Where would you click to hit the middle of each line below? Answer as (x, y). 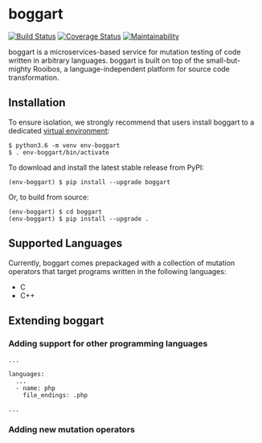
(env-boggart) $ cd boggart (55, 211)
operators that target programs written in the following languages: (117, 271)
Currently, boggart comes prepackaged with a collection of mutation (122, 263)
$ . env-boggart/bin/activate (59, 152)
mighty (20, 68)
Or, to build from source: (49, 197)
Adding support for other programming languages (108, 343)
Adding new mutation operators (72, 429)
